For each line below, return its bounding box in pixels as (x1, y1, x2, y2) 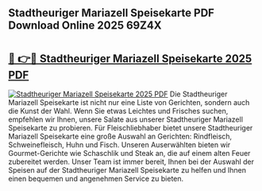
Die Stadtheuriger (169, 89, 228, 99)
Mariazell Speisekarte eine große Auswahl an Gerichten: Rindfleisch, (8, 131, 233, 141)
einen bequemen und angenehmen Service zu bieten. (8, 174, 184, 183)
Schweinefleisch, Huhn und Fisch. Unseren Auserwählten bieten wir (8, 140, 231, 150)
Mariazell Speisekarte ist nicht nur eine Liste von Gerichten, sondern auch (8, 98, 250, 107)
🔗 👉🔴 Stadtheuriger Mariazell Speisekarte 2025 (8, 52, 252, 65)
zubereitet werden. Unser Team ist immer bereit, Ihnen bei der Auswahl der (8, 157, 254, 166)
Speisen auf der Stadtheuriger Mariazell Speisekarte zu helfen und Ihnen (8, 166, 246, 174)
